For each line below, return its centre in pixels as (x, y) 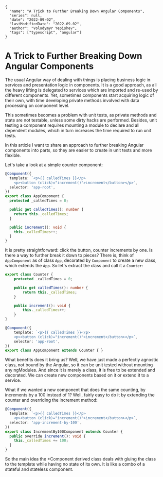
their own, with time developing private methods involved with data (72, 100)
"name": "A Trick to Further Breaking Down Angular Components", (77, 11)
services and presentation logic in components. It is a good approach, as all (81, 85)
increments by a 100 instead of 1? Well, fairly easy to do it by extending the (80, 395)
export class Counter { (29, 274)
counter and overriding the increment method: (51, 400)
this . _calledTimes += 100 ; (41, 441)
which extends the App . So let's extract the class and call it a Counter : (74, 266)
